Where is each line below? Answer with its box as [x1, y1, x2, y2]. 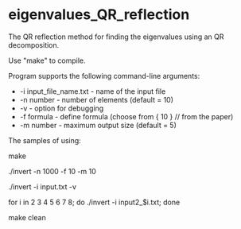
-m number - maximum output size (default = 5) [19, 120, 177, 130]
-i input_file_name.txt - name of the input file [19, 86, 166, 96]
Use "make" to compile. [8, 56, 86, 65]
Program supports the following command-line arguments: [8, 71, 200, 80]
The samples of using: [8, 135, 81, 145]
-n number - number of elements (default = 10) [19, 95, 173, 104]
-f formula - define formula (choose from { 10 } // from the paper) [19, 111, 234, 121]
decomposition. [8, 40, 60, 49]
